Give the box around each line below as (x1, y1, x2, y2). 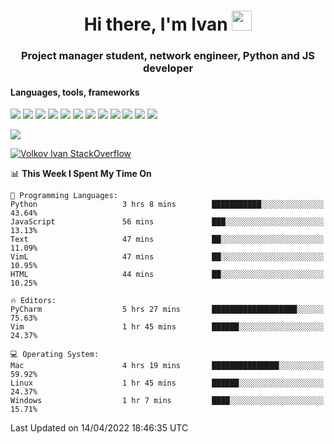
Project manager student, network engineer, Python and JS (21, 49, 315, 63)
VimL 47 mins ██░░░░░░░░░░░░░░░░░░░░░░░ (10, 252, 325, 262)
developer (142, 61, 194, 75)
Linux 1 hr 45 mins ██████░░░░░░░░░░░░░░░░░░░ (10, 378, 325, 389)
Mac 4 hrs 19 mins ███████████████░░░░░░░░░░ (10, 361, 325, 371)
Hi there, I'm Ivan (83, 13, 228, 36)
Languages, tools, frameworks (10, 86, 140, 98)
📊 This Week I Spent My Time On (10, 168, 152, 180)
